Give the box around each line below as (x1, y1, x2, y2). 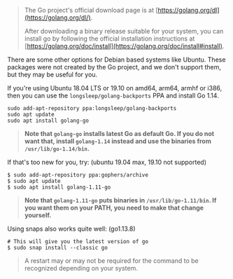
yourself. (24, 211, 52, 219)
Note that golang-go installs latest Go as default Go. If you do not (24, 130, 215, 137)
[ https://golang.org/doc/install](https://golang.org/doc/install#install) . (24, 42, 225, 50)
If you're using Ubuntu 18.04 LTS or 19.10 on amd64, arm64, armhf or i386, (7, 84, 223, 92)
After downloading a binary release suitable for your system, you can (24, 27, 224, 35)
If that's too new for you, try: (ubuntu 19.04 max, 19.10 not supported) (7, 158, 206, 166)
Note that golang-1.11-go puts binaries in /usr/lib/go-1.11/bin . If (24, 196, 217, 204)
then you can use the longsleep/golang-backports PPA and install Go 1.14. (7, 91, 219, 100)
